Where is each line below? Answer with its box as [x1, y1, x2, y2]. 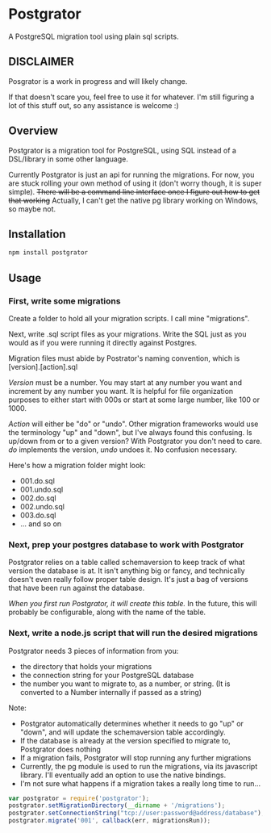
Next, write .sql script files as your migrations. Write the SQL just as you [8, 329, 247, 339]
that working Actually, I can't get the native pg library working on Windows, [8, 195, 258, 205]
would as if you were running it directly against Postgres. [8, 337, 198, 347]
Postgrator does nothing [19, 744, 101, 754]
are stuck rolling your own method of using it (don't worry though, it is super [8, 178, 262, 188]
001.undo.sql [19, 484, 64, 494]
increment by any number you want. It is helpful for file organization [8, 386, 234, 396]
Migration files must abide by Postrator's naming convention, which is [8, 353, 240, 363]
